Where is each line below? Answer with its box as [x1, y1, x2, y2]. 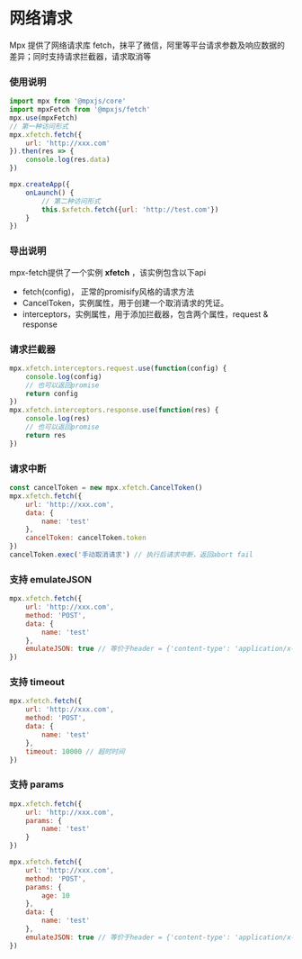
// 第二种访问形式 [41, 196, 101, 205]
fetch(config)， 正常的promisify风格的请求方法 [22, 285, 195, 297]
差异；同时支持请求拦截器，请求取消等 [9, 50, 151, 61]
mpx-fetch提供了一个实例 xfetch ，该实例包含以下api [9, 267, 207, 277]
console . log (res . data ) [25, 155, 111, 165]
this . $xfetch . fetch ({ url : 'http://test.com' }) [41, 204, 219, 214]
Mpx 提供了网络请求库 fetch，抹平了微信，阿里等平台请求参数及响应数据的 [9, 40, 286, 50]
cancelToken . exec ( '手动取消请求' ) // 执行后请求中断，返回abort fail [9, 550, 253, 559]
